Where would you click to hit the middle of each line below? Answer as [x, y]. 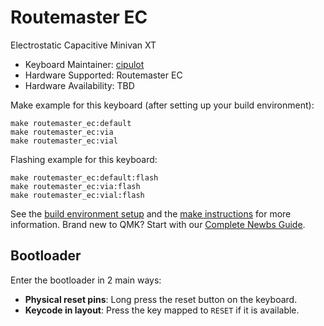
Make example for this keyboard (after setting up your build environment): [162, 105]
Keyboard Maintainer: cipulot [84, 64]
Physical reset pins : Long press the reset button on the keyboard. [161, 299]
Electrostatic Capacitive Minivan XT [83, 45]
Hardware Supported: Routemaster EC [103, 75]
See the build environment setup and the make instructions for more [151, 213]
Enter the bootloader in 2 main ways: [86, 280]
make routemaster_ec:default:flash [84, 177]
